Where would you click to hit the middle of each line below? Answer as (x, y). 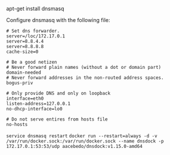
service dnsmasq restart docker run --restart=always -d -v (82, 136)
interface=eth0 (25, 99)
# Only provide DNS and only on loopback (58, 93)
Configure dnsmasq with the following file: (58, 20)
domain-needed (24, 72)
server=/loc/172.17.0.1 (36, 36)
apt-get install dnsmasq (35, 9)
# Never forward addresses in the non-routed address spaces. (85, 78)
